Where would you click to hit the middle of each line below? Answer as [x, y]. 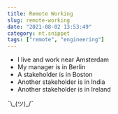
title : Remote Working [40, 14]
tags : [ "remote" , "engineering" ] [56, 40]
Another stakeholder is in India [61, 82]
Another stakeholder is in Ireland [64, 90]
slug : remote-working [39, 20]
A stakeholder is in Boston [55, 75]
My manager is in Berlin [51, 67]
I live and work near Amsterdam [63, 59]
